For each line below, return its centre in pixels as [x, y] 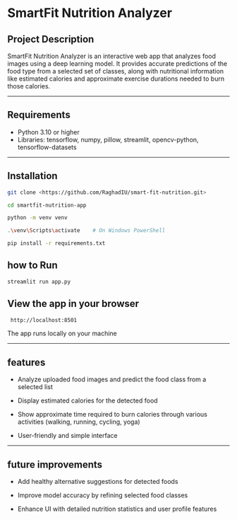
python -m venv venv [38, 218]
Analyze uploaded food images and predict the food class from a [112, 379]
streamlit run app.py [39, 282]
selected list [35, 387]
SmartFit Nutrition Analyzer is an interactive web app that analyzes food [112, 56]
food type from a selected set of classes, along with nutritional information [116, 71]
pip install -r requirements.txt [56, 243]
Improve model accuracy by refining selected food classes [103, 495]
